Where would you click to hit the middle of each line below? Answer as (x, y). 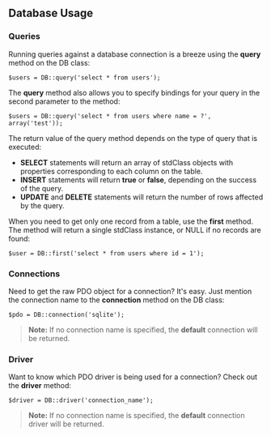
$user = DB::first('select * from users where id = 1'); (106, 253)
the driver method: (40, 386)
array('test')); (36, 123)
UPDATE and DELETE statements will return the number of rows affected (142, 197)
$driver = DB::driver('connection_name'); (81, 400)
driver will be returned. (66, 424)
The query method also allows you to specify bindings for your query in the (134, 92)
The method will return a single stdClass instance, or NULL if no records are (135, 229)
